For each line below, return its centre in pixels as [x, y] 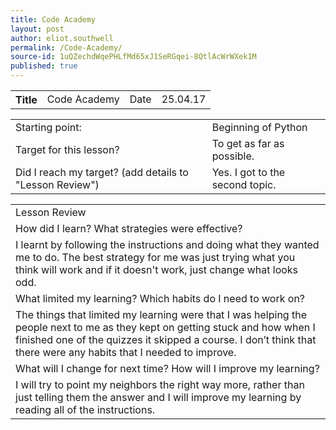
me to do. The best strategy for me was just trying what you [155, 257]
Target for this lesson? [67, 149]
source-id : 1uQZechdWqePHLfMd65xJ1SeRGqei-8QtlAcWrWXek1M [133, 57]
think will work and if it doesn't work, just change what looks [157, 269]
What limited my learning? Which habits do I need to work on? [160, 298]
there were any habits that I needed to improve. [126, 352]
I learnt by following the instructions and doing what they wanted [167, 244]
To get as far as [248, 143]
